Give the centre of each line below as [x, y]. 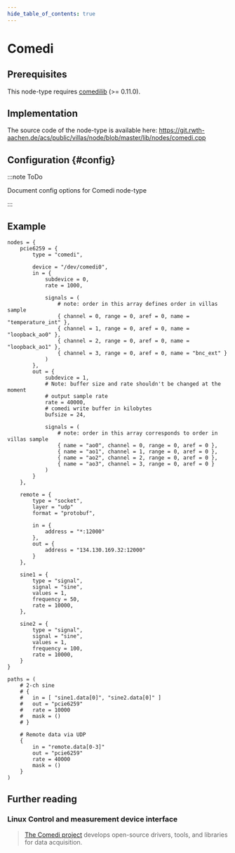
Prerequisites [37, 75]
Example [27, 226]
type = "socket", [58, 501]
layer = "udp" [53, 507]
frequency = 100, [58, 649]
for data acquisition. [53, 842]
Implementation [43, 114]
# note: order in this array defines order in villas [137, 304]
